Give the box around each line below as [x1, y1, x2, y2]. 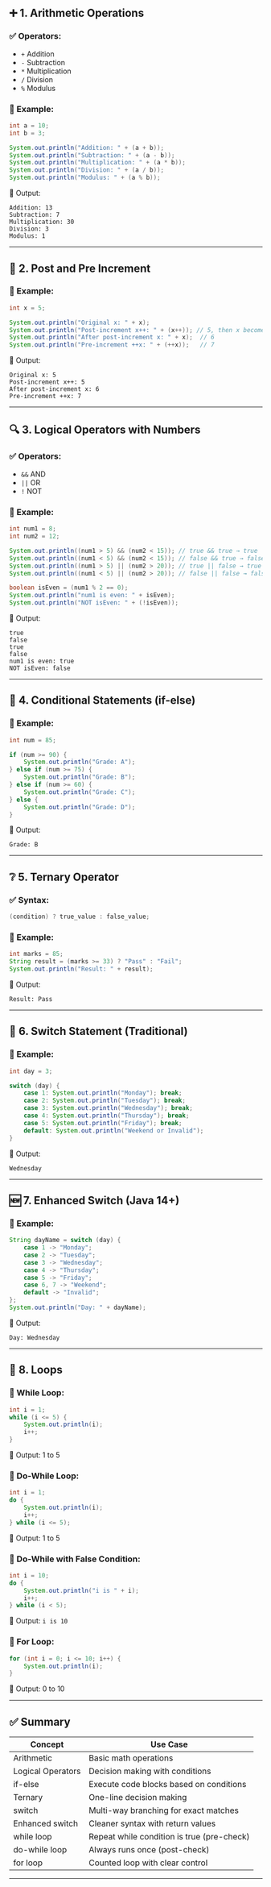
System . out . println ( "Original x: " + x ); [9, 318, 150, 326]
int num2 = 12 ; [9, 532, 60, 541]
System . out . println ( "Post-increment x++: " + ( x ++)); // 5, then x [9, 326, 240, 334]
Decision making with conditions [88, 1765, 211, 1777]
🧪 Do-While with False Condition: [9, 1553, 142, 1565]
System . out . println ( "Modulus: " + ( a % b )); [9, 173, 161, 182]
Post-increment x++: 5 [9, 378, 85, 386]
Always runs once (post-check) [88, 1844, 210, 1856]
